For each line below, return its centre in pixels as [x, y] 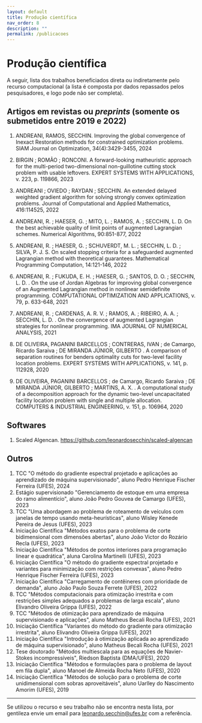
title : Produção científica [42, 17]
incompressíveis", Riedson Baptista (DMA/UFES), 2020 [102, 658]
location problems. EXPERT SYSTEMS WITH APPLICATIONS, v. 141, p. [102, 363]
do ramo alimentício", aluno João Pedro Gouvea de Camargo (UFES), [100, 498]
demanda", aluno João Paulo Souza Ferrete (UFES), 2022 [86, 588]
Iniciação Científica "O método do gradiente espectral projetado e [97, 562]
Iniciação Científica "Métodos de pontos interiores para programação [101, 549]
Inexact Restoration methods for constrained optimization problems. [100, 142]
